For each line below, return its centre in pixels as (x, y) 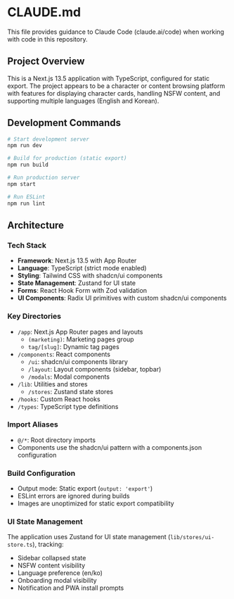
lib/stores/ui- (192, 538)
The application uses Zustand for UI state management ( (89, 537)
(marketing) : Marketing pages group (81, 339)
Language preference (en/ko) (60, 573)
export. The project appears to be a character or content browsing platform (116, 86)
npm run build (28, 165)
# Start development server (48, 139)
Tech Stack (27, 245)
